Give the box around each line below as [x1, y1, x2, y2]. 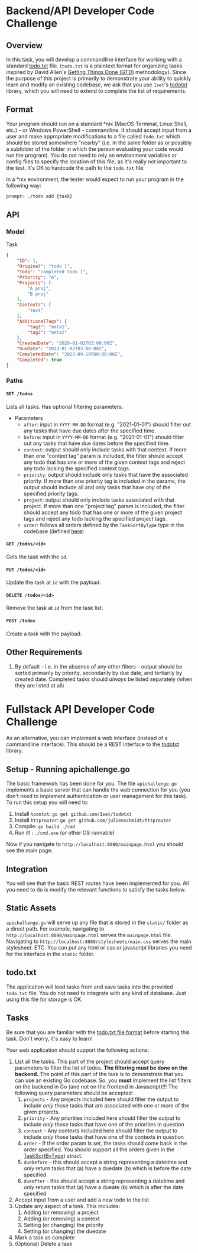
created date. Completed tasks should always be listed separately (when [14, 676, 193, 683]
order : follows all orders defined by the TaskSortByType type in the [23, 521, 184, 528]
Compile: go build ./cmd [14, 823, 76, 830]
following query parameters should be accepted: [14, 1089, 134, 1096]
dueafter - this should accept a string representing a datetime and [23, 1177, 185, 1184]
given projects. [23, 1108, 60, 1115]
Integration [6, 864, 48, 874]
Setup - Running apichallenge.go [6, 764, 130, 774]
